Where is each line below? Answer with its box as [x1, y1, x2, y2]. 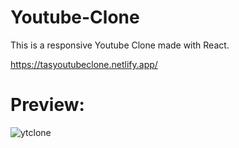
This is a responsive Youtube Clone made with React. [10, 39, 230, 51]
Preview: [10, 94, 85, 116]
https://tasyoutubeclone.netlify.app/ [10, 58, 158, 70]
